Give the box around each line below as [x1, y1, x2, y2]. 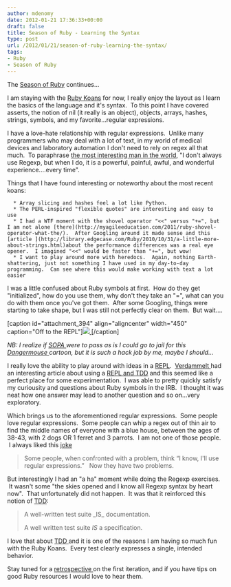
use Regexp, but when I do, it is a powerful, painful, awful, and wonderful [7, 158, 214, 166]
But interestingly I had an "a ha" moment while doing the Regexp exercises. [7, 475, 221, 483]
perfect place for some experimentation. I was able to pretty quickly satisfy [7, 376, 221, 384]
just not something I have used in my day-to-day [43, 260, 189, 267]
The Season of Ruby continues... [7, 80, 100, 88]
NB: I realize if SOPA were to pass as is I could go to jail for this [7, 340, 186, 349]
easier [7, 271, 26, 279]
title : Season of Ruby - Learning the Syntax [7, 29, 140, 37]
